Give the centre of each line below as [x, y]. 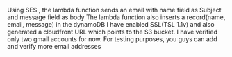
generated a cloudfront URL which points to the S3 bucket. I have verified [112, 32]
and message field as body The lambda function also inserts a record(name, [116, 17]
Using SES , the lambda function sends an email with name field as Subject [114, 10]
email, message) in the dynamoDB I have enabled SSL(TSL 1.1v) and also [111, 24]
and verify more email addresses [54, 46]
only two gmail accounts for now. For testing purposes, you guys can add [112, 39]
